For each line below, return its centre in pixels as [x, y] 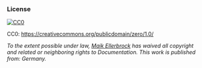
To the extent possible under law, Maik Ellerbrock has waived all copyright [100, 46]
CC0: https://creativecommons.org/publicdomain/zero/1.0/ [80, 34]
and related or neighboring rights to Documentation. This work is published [101, 52]
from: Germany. [27, 59]
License [19, 9]
